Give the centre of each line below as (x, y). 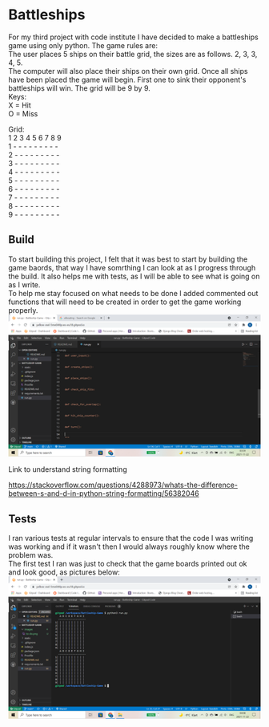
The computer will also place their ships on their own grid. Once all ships (128, 71)
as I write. (24, 284)
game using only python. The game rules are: (83, 45)
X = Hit (20, 105)
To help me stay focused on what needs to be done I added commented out (133, 293)
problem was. (31, 555)
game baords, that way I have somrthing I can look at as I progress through (132, 267)
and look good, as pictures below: (64, 572)
